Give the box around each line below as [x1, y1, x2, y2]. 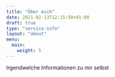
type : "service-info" [6, 25, 60, 32]
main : [11, 42, 26, 48]
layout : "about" [6, 31, 47, 37]
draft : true [6, 20, 36, 26]
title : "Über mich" [6, 8, 55, 15]
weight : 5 [17, 48, 42, 54]
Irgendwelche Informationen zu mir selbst [6, 64, 109, 71]
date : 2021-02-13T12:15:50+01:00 [6, 14, 90, 20]
